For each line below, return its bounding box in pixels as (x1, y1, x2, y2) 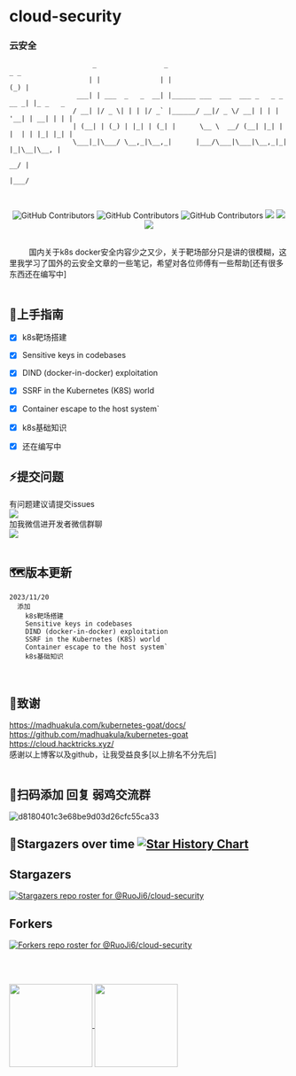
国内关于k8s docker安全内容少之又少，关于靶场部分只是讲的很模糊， (28, 246, 279, 258)
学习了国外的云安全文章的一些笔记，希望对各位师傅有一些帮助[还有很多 (24, 258, 284, 269)
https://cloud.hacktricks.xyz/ (9, 738, 114, 750)
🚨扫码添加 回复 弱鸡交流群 (9, 787, 151, 802)
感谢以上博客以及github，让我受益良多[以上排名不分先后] (9, 749, 217, 760)
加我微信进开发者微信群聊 (9, 519, 103, 529)
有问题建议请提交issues (9, 498, 95, 509)
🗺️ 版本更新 (9, 565, 73, 580)
